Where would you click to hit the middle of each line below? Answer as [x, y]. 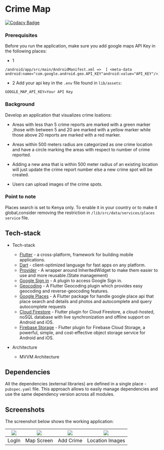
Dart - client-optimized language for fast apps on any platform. [82, 265]
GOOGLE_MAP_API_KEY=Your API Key [39, 92]
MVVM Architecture [39, 356]
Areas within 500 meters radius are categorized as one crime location [82, 144]
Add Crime [70, 441]
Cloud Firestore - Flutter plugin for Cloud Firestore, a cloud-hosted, [87, 311]
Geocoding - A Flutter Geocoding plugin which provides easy [81, 285]
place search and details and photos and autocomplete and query [86, 301]
